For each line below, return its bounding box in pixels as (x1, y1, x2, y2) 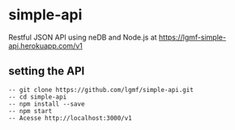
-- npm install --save (8, 99, 85, 108)
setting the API (8, 65, 85, 78)
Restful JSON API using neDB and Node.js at (8, 32, 157, 42)
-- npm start (8, 107, 53, 115)
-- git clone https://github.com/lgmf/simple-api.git (8, 86, 194, 94)
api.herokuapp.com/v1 (8, 40, 83, 50)
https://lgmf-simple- (158, 32, 227, 42)
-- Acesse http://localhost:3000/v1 (8, 114, 132, 122)
